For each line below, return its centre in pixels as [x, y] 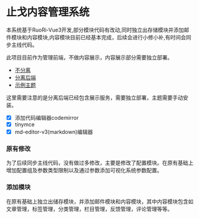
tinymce [25, 124]
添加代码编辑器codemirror [47, 117]
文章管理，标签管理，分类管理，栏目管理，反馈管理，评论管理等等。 [89, 208]
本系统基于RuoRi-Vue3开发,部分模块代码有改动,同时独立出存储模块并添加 [95, 30]
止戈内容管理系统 [48, 12]
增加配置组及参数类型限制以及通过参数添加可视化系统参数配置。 [84, 170]
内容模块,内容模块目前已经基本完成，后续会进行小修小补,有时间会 [106, 37]
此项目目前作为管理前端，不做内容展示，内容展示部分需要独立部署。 [89, 57]
